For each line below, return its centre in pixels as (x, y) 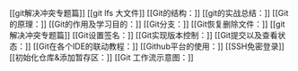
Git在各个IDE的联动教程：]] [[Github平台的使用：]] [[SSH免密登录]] (162, 46)
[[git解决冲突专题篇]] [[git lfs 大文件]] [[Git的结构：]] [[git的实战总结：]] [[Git (149, 13)
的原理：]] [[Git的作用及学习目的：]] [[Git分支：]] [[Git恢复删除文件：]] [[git (147, 24)
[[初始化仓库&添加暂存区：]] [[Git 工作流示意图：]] (102, 57)
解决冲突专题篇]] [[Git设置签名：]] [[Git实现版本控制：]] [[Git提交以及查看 (144, 35)
